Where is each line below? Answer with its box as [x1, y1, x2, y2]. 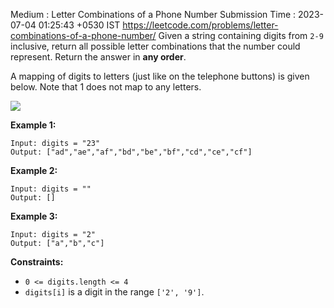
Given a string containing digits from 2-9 [158, 30, 324, 41]
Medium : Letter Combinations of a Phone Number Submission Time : [10, 9, 297, 20]
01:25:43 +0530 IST [38, 19, 121, 31]
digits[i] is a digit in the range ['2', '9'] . [24, 286, 205, 298]
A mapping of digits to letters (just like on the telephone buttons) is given [10, 70, 310, 82]
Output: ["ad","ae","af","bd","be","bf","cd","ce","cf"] [10, 147, 253, 157]
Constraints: [10, 256, 64, 268]
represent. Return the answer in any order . [10, 51, 187, 63]
